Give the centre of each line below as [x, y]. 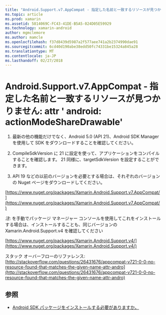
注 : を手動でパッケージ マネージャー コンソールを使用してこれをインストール [83, 218]
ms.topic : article [24, 14]
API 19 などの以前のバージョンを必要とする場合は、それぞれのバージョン [86, 176]
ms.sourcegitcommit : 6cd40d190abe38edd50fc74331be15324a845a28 [72, 47]
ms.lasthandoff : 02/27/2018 [34, 61]
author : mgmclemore [25, 33]
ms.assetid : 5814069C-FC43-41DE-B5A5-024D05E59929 [58, 24]
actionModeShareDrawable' [64, 122]
